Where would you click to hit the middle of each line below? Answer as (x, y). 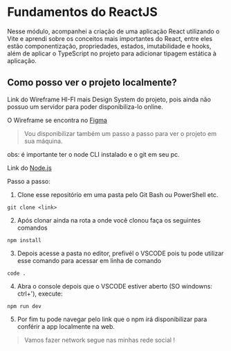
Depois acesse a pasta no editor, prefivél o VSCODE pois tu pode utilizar (120, 253)
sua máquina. (43, 141)
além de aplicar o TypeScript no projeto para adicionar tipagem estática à (112, 53)
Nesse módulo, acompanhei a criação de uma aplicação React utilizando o (113, 31)
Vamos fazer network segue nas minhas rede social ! (99, 340)
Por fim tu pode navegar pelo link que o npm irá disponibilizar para (112, 319)
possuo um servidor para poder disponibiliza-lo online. (85, 106)
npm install (24, 240)
